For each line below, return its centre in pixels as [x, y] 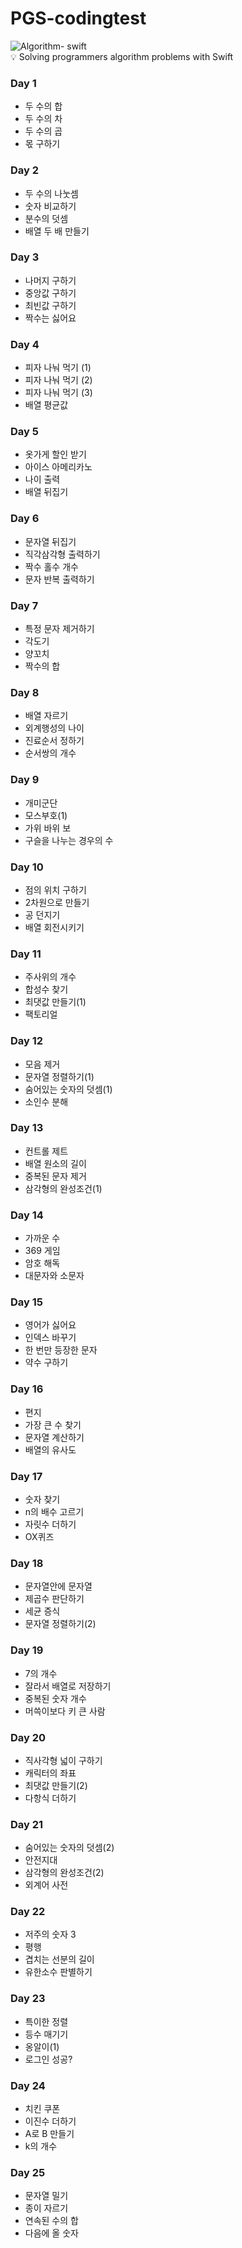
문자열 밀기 [46, 2196]
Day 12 [27, 1041]
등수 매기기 [46, 2034]
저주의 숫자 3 [50, 1934]
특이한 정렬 [46, 2021]
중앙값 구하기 [50, 293]
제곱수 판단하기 [54, 1599]
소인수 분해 [46, 1101]
